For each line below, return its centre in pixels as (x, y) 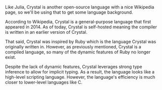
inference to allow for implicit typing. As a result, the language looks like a (80, 72)
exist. (11, 57)
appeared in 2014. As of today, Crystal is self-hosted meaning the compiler (81, 27)
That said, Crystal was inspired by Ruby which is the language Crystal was (81, 42)
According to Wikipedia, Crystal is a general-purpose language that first (78, 22)
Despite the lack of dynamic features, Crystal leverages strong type (74, 67)
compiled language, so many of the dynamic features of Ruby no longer (78, 52)
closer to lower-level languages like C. (44, 82)
